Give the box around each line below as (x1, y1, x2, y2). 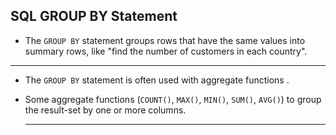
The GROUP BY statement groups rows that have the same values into (24, 34, 306, 46)
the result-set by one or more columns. (24, 104, 187, 116)
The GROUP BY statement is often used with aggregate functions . (24, 74, 290, 86)
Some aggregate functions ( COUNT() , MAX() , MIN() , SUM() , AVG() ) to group (24, 93, 322, 105)
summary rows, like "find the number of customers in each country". (24, 45, 308, 57)
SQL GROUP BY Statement (10, 8, 178, 25)
